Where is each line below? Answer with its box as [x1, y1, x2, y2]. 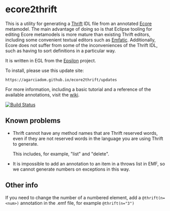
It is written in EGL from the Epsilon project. [5, 57, 96, 63]
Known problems [5, 116, 61, 125]
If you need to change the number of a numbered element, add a [5, 194, 141, 200]
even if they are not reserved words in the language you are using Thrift [12, 135, 163, 142]
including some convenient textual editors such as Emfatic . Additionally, [5, 37, 156, 43]
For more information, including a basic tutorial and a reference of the [5, 86, 151, 92]
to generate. [12, 140, 39, 147]
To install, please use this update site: [5, 67, 84, 74]
